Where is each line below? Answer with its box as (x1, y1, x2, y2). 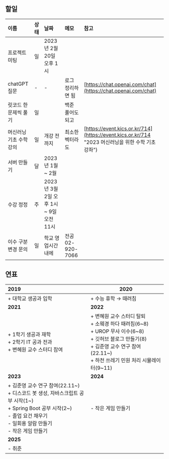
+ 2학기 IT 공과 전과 (8, 338, 52, 346)
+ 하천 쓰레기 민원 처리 (90, 357, 141, 364)
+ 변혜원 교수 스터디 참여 (8, 346, 63, 353)
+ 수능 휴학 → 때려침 (90, 295, 137, 302)
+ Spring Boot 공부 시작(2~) (8, 405, 72, 412)
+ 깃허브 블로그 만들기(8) (90, 335, 147, 342)
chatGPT (8, 80, 29, 87)
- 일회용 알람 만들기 (8, 420, 53, 427)
